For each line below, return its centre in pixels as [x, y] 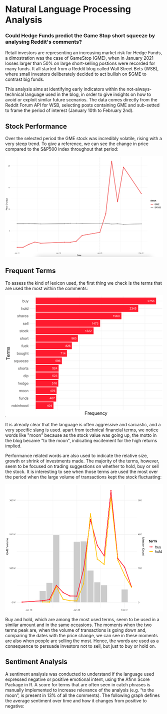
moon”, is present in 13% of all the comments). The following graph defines [82, 695]
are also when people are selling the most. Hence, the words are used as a [82, 641]
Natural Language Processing [68, 9]
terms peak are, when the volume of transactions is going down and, [76, 630]
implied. [13, 446]
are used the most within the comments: [47, 288]
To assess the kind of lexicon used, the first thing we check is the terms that [84, 283]
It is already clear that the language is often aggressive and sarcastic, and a [83, 425]
